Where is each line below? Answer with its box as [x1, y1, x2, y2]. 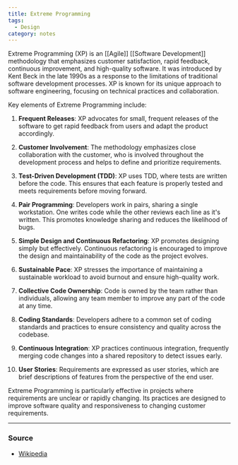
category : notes [8, 30, 56, 37]
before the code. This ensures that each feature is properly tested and [18, 179, 223, 188]
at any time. [18, 302, 53, 310]
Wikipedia [18, 449, 48, 458]
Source [8, 433, 34, 443]
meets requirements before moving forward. [18, 187, 148, 195]
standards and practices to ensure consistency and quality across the [18, 323, 222, 331]
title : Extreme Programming [8, 10, 91, 18]
